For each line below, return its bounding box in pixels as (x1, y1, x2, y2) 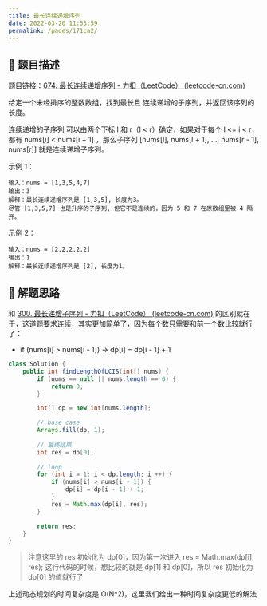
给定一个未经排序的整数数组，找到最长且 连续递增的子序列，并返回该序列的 (8, 97, 255, 108)
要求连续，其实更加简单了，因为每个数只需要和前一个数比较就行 (42, 319, 253, 328)
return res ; (37, 522, 77, 530)
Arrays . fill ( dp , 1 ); (37, 426, 105, 434)
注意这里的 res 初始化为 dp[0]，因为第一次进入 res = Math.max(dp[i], (27, 553, 254, 562)
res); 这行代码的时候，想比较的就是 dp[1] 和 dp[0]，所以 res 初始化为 (27, 562, 253, 572)
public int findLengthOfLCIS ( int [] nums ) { (22, 367, 170, 375)
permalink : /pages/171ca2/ (8, 26, 98, 34)
